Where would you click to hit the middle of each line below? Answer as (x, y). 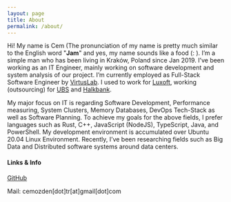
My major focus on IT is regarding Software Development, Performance (109, 103)
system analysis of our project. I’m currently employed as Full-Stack (104, 75)
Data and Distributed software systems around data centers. (93, 147)
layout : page (26, 13)
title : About (26, 20)
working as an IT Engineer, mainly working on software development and (111, 68)
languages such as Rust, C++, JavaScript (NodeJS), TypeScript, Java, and (113, 125)
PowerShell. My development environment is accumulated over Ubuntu (108, 132)
